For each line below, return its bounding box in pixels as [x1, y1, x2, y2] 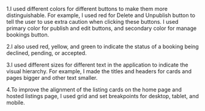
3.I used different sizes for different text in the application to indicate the [6, 61, 188, 68]
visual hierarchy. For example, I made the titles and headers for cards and [6, 68, 192, 75]
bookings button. [6, 31, 50, 38]
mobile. [6, 99, 26, 106]
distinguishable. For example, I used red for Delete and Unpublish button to [6, 12, 196, 19]
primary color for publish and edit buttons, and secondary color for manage [6, 24, 197, 32]
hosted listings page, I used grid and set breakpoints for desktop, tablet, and [6, 93, 199, 99]
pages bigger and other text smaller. [6, 74, 98, 81]
